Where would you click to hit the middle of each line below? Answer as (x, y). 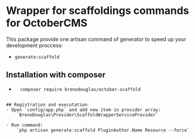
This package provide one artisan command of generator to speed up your (96, 39)
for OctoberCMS (47, 23)
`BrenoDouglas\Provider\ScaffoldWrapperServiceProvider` (88, 115)
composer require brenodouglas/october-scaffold (81, 89)
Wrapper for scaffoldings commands (97, 11)
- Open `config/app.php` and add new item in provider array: (83, 110)
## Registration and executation (47, 105)
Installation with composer (56, 75)
